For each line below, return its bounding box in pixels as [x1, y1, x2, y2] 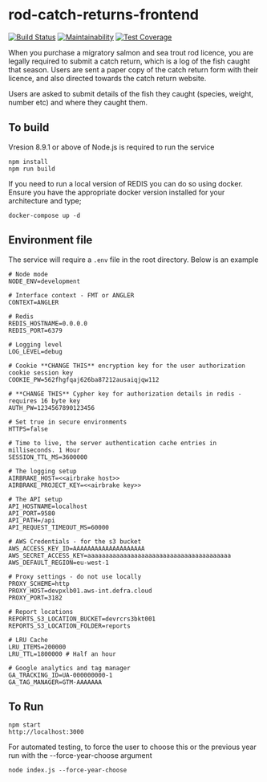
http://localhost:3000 [8, 728, 84, 736]
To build [8, 121, 50, 134]
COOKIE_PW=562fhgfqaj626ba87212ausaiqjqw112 [8, 375, 160, 383]
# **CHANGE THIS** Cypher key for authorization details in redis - [8, 390, 242, 398]
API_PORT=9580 [8, 509, 56, 518]
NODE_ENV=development [8, 277, 81, 285]
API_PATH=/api [8, 516, 56, 524]
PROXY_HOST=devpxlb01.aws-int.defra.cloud [8, 587, 152, 595]
